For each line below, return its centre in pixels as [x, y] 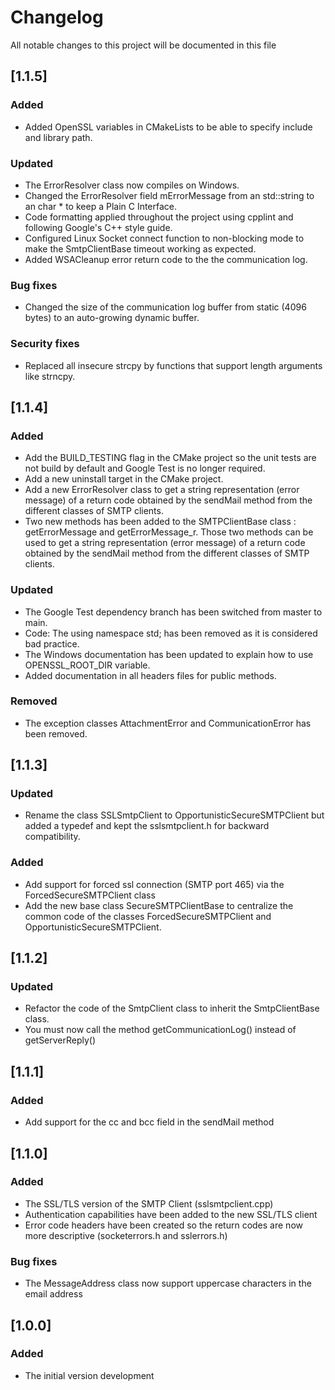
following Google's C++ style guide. [98, 227]
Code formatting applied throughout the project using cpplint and [159, 217]
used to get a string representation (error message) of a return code [165, 543]
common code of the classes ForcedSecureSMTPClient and [148, 916]
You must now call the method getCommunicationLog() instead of [160, 1030]
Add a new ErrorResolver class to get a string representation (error [162, 490]
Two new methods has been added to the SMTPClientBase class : [160, 522]
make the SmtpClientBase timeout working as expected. [140, 248]
